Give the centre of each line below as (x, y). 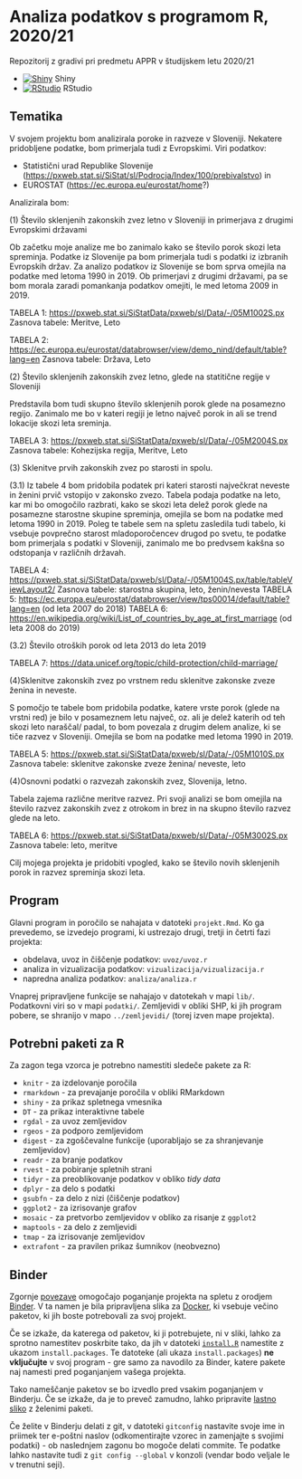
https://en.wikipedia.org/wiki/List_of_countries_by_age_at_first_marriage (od (151, 618)
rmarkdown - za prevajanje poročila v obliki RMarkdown (123, 1093)
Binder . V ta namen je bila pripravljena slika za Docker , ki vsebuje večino (144, 1306)
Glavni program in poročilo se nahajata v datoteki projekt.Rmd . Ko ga (137, 922)
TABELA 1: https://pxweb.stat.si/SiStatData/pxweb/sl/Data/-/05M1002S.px (147, 312)
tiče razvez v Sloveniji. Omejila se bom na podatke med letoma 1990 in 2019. (151, 736)
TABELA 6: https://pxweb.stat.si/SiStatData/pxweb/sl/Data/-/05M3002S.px (149, 835)
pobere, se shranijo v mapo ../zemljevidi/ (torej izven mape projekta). (142, 1015)
